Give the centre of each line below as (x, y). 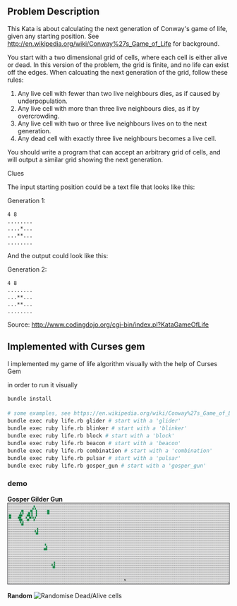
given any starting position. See (53, 36)
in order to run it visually (42, 384)
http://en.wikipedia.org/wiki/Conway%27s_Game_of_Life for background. (114, 43)
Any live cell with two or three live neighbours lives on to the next (112, 123)
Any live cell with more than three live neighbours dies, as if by (108, 108)
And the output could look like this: (58, 255)
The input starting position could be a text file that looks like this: (101, 187)
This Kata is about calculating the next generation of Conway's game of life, (117, 28)
